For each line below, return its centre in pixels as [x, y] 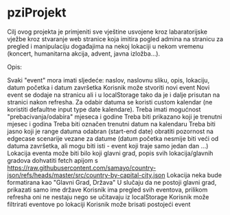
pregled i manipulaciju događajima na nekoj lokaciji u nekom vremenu [105, 46]
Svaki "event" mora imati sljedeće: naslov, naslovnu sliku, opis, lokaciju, [108, 80]
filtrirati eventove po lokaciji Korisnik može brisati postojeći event [99, 204]
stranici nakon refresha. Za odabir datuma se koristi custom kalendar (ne [110, 102]
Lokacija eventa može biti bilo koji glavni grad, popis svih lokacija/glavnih [110, 153]
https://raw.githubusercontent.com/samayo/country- [82, 168]
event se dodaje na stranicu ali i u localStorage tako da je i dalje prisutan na [114, 95]
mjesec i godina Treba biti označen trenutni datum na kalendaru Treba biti [112, 124]
